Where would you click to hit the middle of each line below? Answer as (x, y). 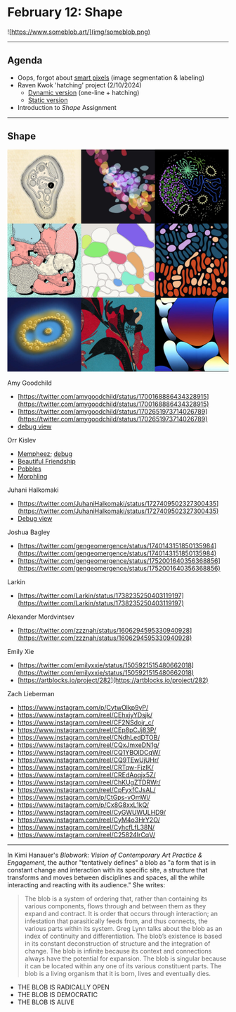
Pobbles (29, 469)
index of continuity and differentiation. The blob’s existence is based (123, 936)
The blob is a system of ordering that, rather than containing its (116, 899)
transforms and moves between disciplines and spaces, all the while (106, 877)
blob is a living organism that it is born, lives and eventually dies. (118, 973)
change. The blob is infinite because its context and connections (118, 951)
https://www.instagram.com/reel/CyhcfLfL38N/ (86, 827)
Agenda (25, 61)
